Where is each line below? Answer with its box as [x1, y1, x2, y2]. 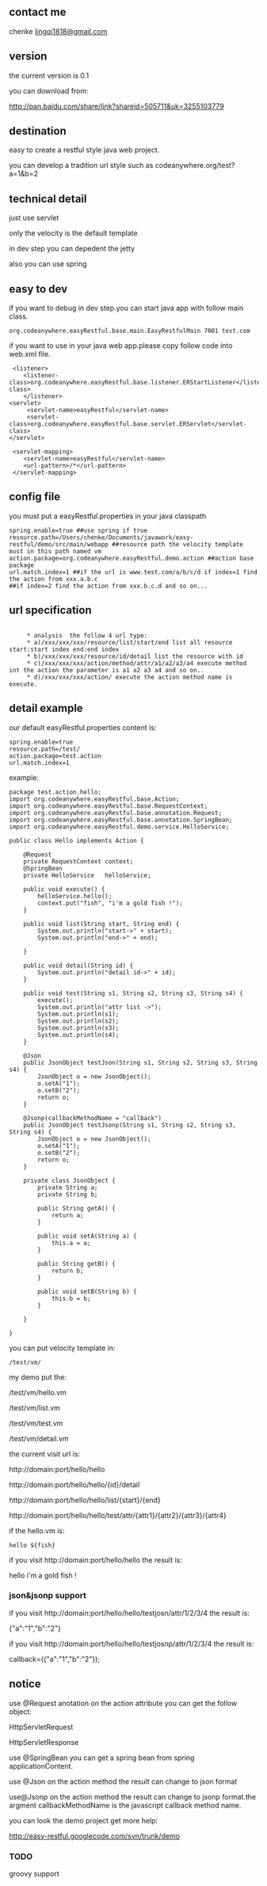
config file [9, 490, 61, 503]
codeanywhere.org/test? [154, 161, 235, 170]
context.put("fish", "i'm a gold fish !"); [37, 899, 183, 907]
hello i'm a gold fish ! [9, 1570, 78, 1580]
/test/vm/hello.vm [9, 1387, 67, 1397]
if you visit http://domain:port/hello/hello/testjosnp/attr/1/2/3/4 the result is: [9, 1639, 254, 1648]
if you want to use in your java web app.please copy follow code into [9, 341, 233, 350]
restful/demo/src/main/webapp [9, 540, 109, 549]
